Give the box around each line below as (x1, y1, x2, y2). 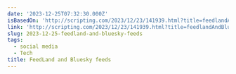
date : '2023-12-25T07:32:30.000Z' (7, 10, 109, 18)
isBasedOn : (7, 17, 39, 24)
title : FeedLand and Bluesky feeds (7, 56, 112, 63)
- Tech (13, 50, 33, 57)
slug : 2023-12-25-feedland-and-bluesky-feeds (7, 30, 143, 37)
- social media (13, 43, 58, 50)
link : (7, 23, 23, 30)
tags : (7, 37, 23, 44)
